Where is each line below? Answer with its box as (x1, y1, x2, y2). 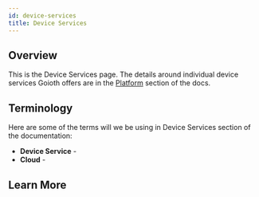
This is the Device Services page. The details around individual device (8, 69, 239, 80)
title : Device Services (8, 19, 88, 27)
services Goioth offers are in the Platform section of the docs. (8, 78, 211, 88)
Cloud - (19, 155, 46, 164)
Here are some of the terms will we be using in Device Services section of (8, 123, 251, 132)
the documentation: (8, 131, 73, 140)
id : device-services (8, 11, 77, 20)
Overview (8, 49, 58, 62)
